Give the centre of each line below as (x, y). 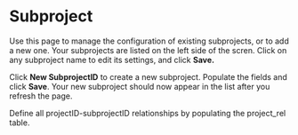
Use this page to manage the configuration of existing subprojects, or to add (149, 41)
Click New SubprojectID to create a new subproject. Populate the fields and (148, 76)
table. (20, 123)
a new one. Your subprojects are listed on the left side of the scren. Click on (148, 50)
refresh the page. (41, 96)
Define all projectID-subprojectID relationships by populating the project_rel (148, 113)
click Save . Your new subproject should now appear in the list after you (140, 86)
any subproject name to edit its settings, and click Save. (112, 60)
